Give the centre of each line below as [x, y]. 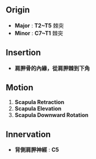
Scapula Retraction [39, 102]
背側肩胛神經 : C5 [37, 150]
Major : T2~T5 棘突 [39, 25]
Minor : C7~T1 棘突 [39, 33]
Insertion [23, 53]
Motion [20, 88]
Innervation [28, 134]
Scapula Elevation [38, 108]
